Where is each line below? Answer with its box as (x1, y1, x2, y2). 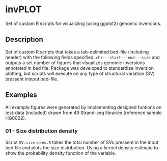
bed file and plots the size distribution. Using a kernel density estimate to (5, 144, 158, 151)
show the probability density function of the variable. (5, 150, 116, 156)
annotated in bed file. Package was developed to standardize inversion (5, 65, 154, 71)
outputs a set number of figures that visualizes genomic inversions (5, 60, 145, 66)
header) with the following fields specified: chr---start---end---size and (5, 54, 160, 60)
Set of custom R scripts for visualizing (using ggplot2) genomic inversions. (5, 20, 162, 26)
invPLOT (5, 4, 42, 15)
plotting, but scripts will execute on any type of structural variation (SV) (5, 70, 155, 76)
